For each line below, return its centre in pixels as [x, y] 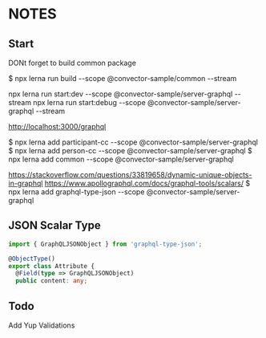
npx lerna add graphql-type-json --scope [77, 192]
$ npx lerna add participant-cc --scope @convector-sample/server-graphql [133, 142]
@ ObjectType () [32, 259]
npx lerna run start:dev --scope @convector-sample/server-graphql [121, 94]
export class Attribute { [51, 266]
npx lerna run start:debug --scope [89, 102]
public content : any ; [52, 281]
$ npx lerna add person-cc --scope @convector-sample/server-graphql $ [130, 151]
